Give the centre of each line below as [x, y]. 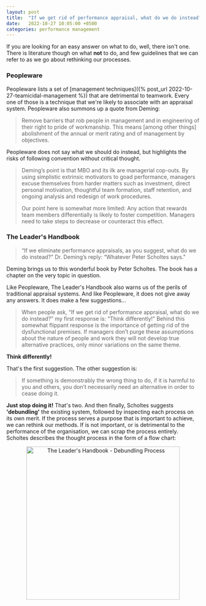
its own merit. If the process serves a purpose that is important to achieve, [100, 418]
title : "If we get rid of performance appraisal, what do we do [91, 18]
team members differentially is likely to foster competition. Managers [108, 215]
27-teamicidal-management [42, 95]
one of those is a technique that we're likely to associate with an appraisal [100, 102]
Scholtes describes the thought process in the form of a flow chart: [91, 438]
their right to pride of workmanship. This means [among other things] [109, 127]
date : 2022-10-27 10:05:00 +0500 [52, 23]
